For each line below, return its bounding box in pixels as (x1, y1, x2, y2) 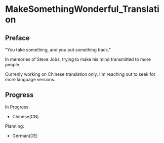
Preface (5, 34, 30, 42)
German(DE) (12, 133, 38, 139)
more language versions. (5, 77, 56, 82)
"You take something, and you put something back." (5, 47, 111, 52)
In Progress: (5, 104, 30, 110)
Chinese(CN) (12, 113, 39, 119)
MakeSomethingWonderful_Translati (5, 3, 160, 15)
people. (5, 62, 21, 67)
